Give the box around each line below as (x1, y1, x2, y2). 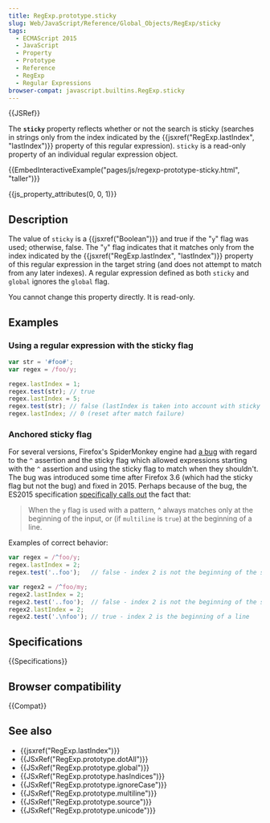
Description (8, 212, 68, 226)
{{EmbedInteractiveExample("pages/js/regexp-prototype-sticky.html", (8, 166, 240, 175)
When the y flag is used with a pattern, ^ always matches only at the (27, 506, 254, 515)
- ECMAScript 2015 (15, 34, 78, 43)
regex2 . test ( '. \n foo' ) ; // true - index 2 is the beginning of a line (8, 612, 250, 621)
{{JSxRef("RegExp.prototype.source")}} (19, 796, 153, 806)
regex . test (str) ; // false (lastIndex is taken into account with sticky (8, 403, 261, 411)
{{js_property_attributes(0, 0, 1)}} (8, 190, 117, 199)
